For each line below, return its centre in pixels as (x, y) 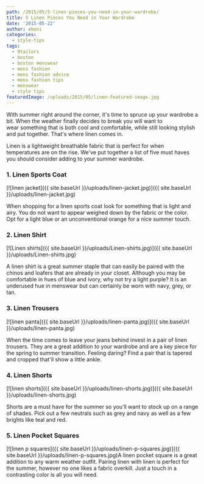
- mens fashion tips (38, 80)
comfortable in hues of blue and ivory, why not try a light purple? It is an (97, 280)
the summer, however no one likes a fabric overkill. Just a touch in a (92, 468)
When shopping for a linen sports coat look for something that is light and (99, 206)
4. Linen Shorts (29, 375)
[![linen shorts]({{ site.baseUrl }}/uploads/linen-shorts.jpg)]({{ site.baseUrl (100, 388)
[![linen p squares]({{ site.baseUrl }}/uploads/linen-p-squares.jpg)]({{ (93, 449)
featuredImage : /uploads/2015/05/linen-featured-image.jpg (83, 97)
